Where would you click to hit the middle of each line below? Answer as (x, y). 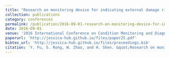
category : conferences (29, 19)
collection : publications (32, 15)
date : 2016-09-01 (24, 29)
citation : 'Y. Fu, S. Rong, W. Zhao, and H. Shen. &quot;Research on (80, 47)
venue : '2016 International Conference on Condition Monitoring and (79, 33)
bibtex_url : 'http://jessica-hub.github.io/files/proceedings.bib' (78, 43)
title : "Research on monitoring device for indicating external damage (82, 10)
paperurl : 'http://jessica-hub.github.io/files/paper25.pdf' (71, 38)
